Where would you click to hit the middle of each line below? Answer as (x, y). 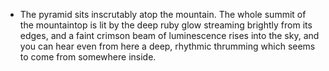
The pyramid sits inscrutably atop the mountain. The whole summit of (163, 14)
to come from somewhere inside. (88, 57)
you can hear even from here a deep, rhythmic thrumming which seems (167, 46)
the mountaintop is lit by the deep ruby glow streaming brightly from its (166, 25)
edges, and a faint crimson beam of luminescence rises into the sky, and (169, 35)
